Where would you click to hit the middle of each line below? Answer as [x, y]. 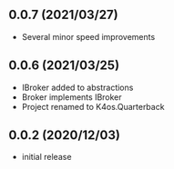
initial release [46, 157]
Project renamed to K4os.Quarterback [93, 106]
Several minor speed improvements [88, 36]
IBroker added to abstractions [77, 87]
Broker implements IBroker [72, 97]
